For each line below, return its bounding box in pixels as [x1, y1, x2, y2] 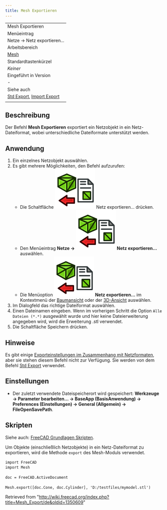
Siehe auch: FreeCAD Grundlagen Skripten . [5, 434, 94, 440]
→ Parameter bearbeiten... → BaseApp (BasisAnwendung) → [12, 395, 141, 402]
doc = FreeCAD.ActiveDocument [5, 475, 68, 480]
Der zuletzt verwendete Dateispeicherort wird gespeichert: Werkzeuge [12, 390, 159, 396]
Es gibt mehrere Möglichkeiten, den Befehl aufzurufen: [12, 163, 125, 169]
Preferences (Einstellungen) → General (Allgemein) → [12, 401, 126, 407]
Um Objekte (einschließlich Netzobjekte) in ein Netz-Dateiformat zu [5, 444, 144, 450]
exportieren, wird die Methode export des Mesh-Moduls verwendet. [5, 449, 145, 455]
